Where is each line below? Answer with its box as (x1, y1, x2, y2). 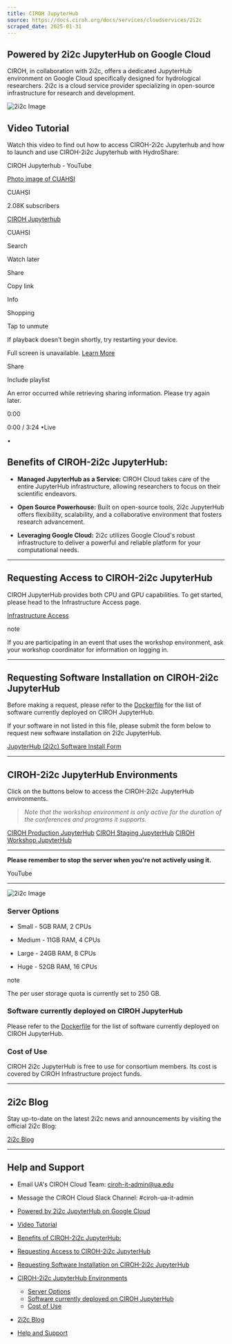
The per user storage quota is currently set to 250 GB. (7, 989, 162, 997)
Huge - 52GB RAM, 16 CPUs (17, 962, 98, 971)
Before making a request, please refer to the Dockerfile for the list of (7, 701, 202, 709)
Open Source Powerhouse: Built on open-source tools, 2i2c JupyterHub (17, 502, 224, 511)
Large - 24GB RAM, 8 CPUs (17, 949, 97, 957)
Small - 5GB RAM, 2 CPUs (17, 922, 92, 930)
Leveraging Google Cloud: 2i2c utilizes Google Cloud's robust (17, 531, 195, 539)
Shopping (7, 309, 35, 316)
